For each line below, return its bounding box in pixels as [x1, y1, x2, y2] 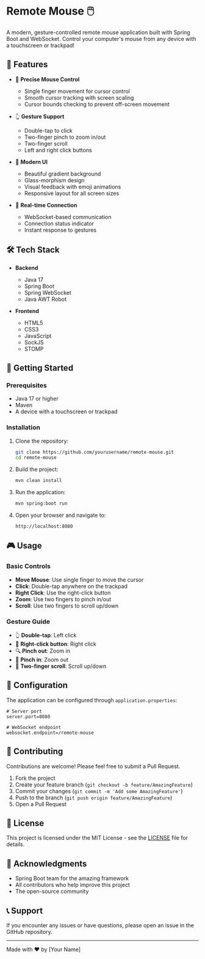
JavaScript [24, 332, 52, 339]
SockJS [24, 338, 44, 346]
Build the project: [15, 465, 59, 473]
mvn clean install [15, 478, 62, 484]
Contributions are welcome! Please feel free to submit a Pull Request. [6, 762, 181, 770]
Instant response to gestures [24, 226, 96, 234]
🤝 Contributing [6, 746, 63, 757]
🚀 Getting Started [6, 363, 74, 373]
